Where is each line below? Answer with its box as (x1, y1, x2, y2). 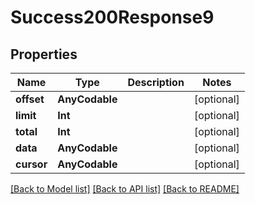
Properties (10, 46, 78, 63)
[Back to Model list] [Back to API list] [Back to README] (10, 183, 240, 195)
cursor (15, 157, 48, 171)
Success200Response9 (10, 6, 215, 29)
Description (127, 76, 185, 89)
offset (15, 92, 45, 106)
